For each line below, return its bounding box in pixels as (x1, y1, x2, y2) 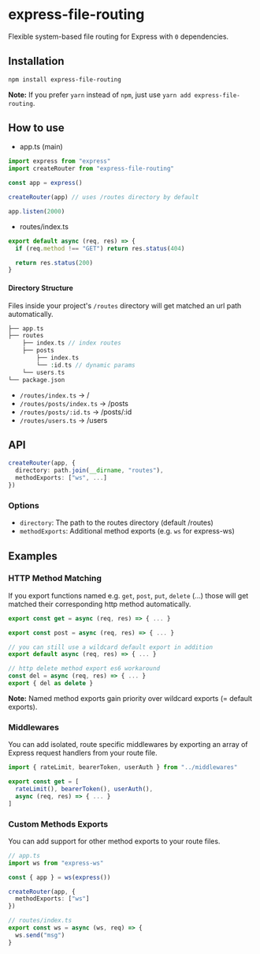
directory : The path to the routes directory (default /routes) (19, 518, 214, 527)
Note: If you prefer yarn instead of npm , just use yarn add (8, 89, 191, 100)
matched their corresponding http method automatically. (8, 599, 191, 609)
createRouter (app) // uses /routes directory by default (8, 194, 199, 202)
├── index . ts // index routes (22, 339, 122, 347)
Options (8, 500, 39, 511)
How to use (8, 121, 65, 135)
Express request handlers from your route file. (8, 748, 158, 758)
